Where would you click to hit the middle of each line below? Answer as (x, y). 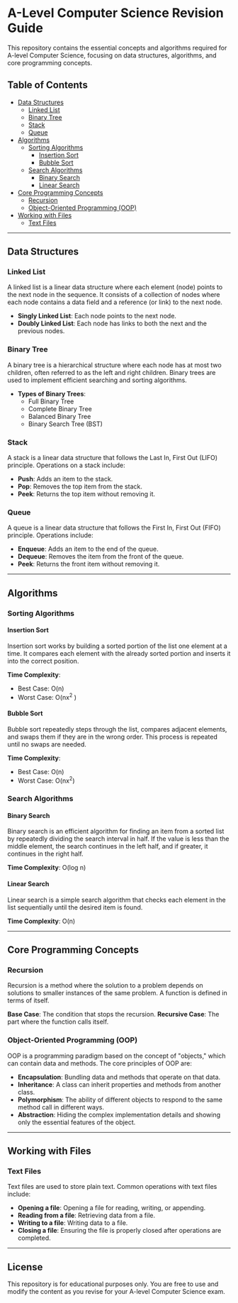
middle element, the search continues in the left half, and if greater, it (108, 846)
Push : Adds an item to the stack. (65, 479)
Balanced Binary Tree (59, 416)
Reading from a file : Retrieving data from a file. (86, 1215)
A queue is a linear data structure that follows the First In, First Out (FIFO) (114, 528)
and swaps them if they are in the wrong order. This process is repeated (113, 737)
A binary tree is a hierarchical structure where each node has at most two (114, 365)
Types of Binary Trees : (52, 393)
